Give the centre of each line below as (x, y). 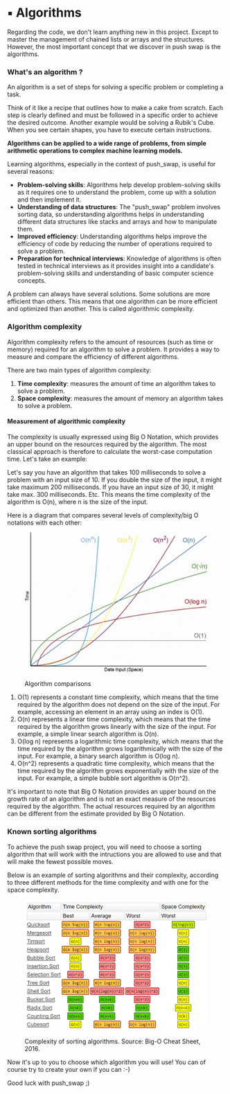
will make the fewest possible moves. (60, 861)
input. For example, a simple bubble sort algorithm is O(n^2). (104, 778)
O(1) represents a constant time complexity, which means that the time (118, 697)
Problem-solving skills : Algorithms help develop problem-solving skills (119, 185)
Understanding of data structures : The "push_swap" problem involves (118, 207)
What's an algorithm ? (45, 72)
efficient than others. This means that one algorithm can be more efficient (113, 301)
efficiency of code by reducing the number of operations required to (115, 244)
